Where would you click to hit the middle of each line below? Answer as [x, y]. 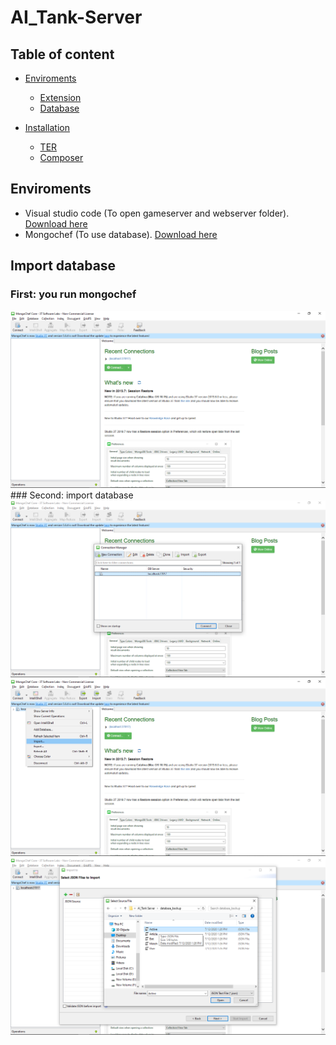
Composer [61, 157]
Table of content [62, 54]
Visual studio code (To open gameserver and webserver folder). [157, 213]
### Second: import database [72, 495]
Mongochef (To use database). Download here [121, 234]
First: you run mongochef [73, 294]
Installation [47, 127]
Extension [60, 97]
